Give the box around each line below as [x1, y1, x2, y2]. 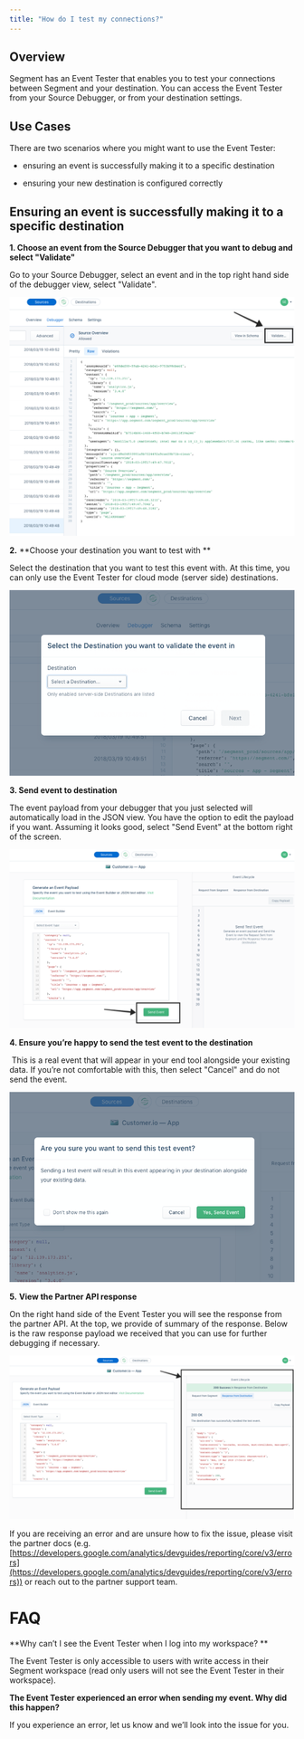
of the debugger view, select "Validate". [9, 279, 157, 290]
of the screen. [9, 831, 62, 842]
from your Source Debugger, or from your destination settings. [9, 92, 242, 103]
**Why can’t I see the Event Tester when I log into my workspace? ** [9, 1638, 269, 1648]
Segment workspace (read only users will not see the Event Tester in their [9, 1665, 285, 1676]
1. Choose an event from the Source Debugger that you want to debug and [9, 243, 293, 253]
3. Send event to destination [9, 785, 118, 796]
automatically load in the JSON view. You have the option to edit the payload [9, 812, 294, 823]
